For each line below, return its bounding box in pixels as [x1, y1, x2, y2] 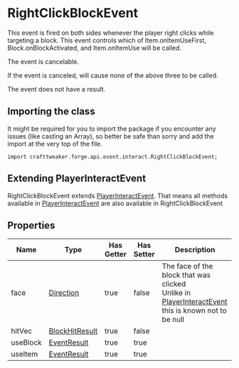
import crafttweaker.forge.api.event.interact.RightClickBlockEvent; [7, 153, 218, 161]
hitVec [11, 326, 33, 336]
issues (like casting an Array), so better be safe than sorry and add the [7, 131, 215, 140]
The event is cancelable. [7, 57, 80, 65]
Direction [48, 288, 80, 298]
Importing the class [7, 105, 95, 118]
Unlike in [161, 288, 191, 298]
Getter [104, 249, 127, 259]
